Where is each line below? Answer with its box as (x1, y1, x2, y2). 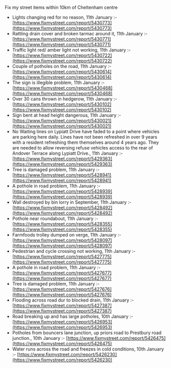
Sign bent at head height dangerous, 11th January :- (12, 112, 121, 118)
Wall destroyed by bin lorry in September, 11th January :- (12, 199, 132, 205)
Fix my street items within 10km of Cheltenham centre (5, 5, 118, 10)
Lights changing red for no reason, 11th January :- (12, 14, 117, 20)
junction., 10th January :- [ (12, 335, 68, 341)
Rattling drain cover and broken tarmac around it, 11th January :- (12, 31, 148, 36)
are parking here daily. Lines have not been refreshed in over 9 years (12, 134, 158, 140)
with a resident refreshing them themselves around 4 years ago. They (12, 139, 159, 145)
